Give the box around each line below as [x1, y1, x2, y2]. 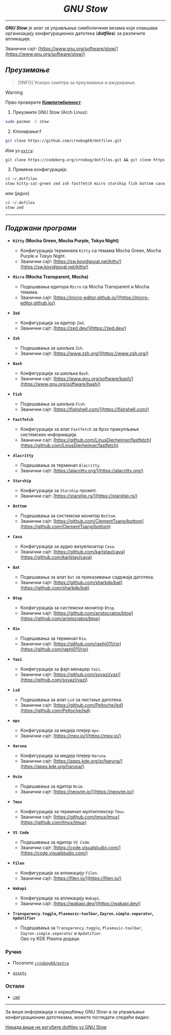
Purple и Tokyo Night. [20, 252, 66, 259]
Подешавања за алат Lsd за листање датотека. [20, 696, 123, 703]
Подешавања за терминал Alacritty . [20, 462, 101, 468]
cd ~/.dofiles [5, 200, 36, 205]
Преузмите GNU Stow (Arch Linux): [12, 109, 88, 115]
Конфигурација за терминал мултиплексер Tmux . [20, 808, 126, 814]
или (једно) [5, 190, 30, 197]
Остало [5, 982, 24, 990]
